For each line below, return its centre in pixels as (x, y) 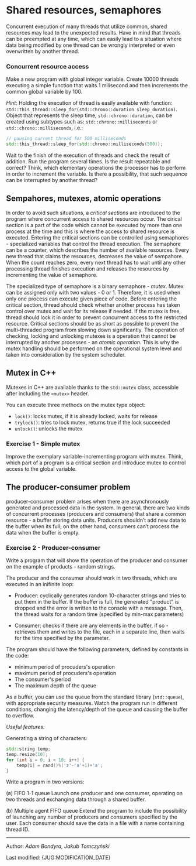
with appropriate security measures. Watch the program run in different (92, 703)
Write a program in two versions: (45, 782)
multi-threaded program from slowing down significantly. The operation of (95, 330)
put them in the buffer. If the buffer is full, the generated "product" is (97, 602)
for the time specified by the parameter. (62, 638)
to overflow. (20, 716)
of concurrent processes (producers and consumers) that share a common (96, 514)
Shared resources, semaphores (84, 10)
